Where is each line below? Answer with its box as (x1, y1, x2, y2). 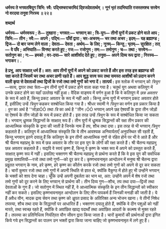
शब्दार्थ (5, 20, 15, 26)
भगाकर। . (5, 58, 22, 64)
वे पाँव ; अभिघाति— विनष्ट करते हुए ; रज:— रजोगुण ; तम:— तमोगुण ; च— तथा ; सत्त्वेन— (10, 47, 152, 52)
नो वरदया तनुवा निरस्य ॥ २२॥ (5, 10, 52, 16)
